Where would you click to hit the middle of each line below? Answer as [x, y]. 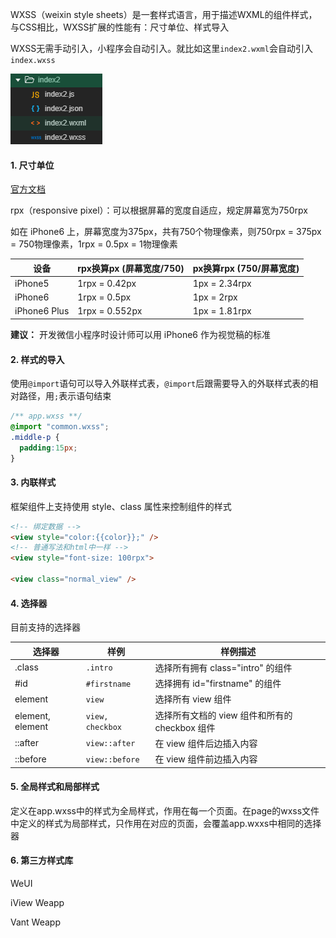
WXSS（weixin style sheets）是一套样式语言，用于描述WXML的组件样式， [164, 14]
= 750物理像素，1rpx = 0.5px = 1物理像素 [94, 244]
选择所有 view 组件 [193, 699]
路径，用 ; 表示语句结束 [65, 396]
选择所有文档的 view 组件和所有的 [223, 715]
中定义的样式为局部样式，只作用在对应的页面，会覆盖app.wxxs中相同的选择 [166, 823]
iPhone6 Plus [42, 311]
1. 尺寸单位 [32, 165]
